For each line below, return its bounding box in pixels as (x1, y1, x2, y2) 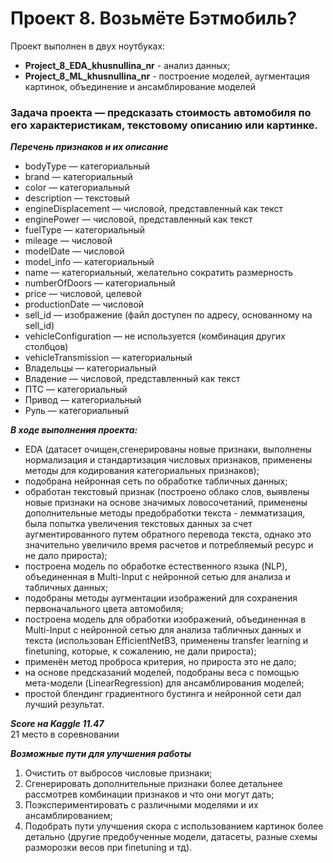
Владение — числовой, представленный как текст (24, 373, 241, 385)
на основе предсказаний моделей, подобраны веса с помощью (24, 667, 300, 679)
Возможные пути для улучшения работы (10, 748, 192, 760)
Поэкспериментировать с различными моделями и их (24, 799, 259, 811)
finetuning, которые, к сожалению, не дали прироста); (24, 645, 257, 657)
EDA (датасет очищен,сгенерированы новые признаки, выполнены (24, 443, 312, 456)
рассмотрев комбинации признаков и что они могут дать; (24, 788, 275, 801)
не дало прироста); (24, 550, 108, 562)
